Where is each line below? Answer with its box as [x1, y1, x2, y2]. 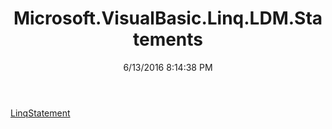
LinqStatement [10, 107, 71, 119]
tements [132, 28, 204, 51]
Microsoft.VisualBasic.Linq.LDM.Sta [13, 7, 323, 30]
